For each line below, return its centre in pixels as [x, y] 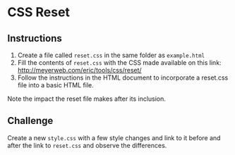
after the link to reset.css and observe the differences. [87, 145]
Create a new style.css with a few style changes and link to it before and [114, 137]
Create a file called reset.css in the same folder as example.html [111, 55]
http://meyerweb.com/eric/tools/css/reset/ [80, 70]
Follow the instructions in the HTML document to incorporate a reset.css [123, 77]
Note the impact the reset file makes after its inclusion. [86, 99]
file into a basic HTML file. [55, 85]
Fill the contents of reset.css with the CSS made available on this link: [119, 63]
